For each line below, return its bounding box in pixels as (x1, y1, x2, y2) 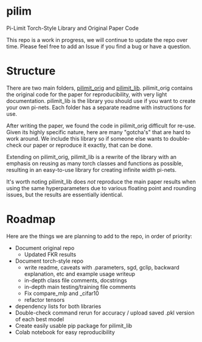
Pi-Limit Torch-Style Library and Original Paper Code (6, 24, 139, 32)
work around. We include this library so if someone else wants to (6, 135, 169, 142)
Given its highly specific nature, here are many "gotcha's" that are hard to (6, 128, 191, 135)
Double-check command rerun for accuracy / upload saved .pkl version (15, 309, 195, 316)
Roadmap (6, 212, 56, 226)
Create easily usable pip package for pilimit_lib (15, 322, 133, 329)
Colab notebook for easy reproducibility (15, 328, 116, 336)
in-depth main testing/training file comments (24, 283, 136, 290)
